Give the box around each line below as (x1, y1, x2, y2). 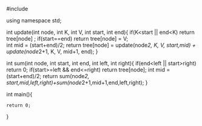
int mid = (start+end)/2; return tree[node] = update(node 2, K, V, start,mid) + (6, 42, 196, 48)
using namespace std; (6, 17, 62, 24)
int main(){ (6, 91, 33, 98)
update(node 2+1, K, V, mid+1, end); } (6, 48, 98, 55)
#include (6, 5, 29, 12)
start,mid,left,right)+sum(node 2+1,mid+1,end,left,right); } (6, 79, 148, 86)
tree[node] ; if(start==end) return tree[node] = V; (6, 35, 129, 42)
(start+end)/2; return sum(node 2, (6, 73, 90, 79)
